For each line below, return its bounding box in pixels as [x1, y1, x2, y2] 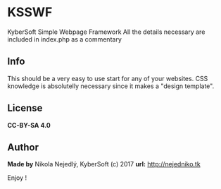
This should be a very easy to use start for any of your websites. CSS [7, 74, 208, 83]
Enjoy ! [7, 173, 27, 182]
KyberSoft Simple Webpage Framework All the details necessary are [7, 28, 206, 36]
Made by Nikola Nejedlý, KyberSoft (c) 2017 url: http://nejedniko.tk [7, 160, 201, 169]
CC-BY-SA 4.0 [7, 121, 51, 129]
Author [7, 141, 39, 153]
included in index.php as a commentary [7, 35, 122, 43]
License [7, 102, 43, 114]
